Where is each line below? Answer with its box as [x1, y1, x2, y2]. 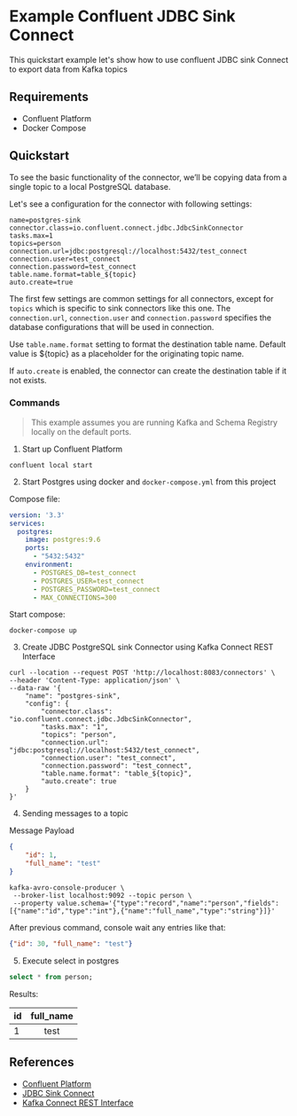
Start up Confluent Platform [21, 444, 123, 454]
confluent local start [9, 460, 93, 469]
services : [9, 519, 46, 528]
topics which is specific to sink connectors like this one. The [9, 303, 231, 313]
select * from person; [9, 972, 93, 981]
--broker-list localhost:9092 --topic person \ [12, 891, 192, 900]
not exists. [9, 374, 47, 385]
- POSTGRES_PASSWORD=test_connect [32, 585, 161, 593]
